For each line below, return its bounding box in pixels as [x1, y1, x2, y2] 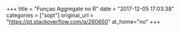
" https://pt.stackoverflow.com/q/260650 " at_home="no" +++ [6, 18, 160, 25]
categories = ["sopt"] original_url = [6, 12, 94, 19]
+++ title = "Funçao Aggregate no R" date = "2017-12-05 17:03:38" [6, 5, 175, 12]
